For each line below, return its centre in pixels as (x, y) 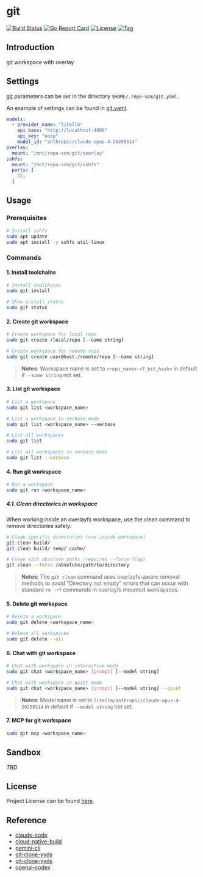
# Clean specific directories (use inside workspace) (76, 537)
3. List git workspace (34, 389)
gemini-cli (28, 848)
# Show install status (35, 302)
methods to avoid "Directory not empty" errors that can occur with (105, 583)
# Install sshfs (27, 230)
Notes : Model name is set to (57, 700)
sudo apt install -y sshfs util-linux (55, 242)
